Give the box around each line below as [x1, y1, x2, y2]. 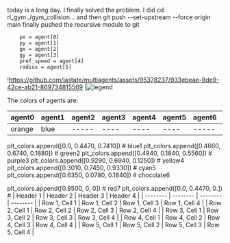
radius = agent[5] [19, 64, 72, 71]
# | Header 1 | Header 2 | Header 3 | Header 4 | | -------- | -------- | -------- [7, 192, 222, 200]
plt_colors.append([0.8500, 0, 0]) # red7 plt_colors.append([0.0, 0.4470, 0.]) [7, 185, 222, 192]
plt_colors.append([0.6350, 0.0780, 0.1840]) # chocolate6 [7, 171, 170, 179]
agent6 [192, 113, 217, 122]
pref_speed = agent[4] [19, 58, 84, 65]
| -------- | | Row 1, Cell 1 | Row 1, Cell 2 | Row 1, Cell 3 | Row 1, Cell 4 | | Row [7, 199, 222, 207]
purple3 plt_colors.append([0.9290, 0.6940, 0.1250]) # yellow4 [7, 157, 185, 164]
